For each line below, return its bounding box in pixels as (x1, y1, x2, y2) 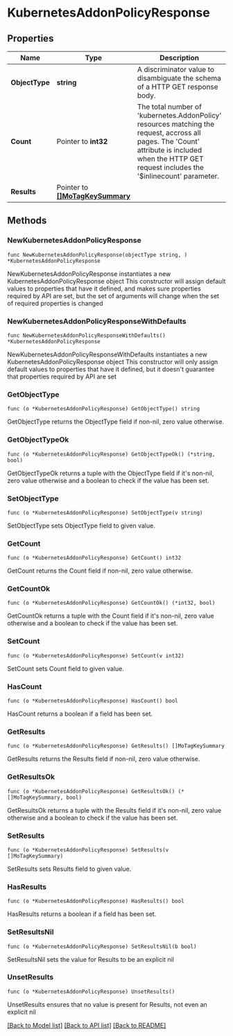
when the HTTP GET (137, 154, 204, 164)
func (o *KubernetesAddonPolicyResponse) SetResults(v (7, 846, 169, 854)
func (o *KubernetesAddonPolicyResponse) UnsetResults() (7, 988, 175, 995)
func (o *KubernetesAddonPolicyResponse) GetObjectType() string (7, 406, 200, 413)
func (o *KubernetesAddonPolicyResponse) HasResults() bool (7, 898, 185, 905)
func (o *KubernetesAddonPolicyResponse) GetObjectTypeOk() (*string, (7, 451, 216, 458)
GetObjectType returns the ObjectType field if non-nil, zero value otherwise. (7, 417, 224, 426)
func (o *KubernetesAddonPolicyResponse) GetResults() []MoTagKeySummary (7, 743, 225, 750)
